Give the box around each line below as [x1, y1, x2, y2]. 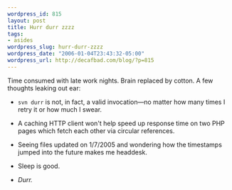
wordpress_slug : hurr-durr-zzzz [7, 43, 103, 51]
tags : [7, 30, 23, 38]
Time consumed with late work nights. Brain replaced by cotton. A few [7, 76, 213, 85]
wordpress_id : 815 [7, 10, 62, 18]
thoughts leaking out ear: [7, 83, 81, 93]
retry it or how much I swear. [17, 105, 102, 114]
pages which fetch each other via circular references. [17, 126, 175, 135]
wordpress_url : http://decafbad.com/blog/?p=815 [7, 57, 154, 64]
